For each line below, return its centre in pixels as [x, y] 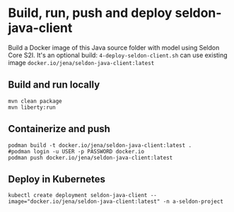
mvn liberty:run [32, 107]
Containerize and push [59, 129]
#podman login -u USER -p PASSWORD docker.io [76, 151]
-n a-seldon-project [193, 202]
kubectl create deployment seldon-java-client [78, 196]
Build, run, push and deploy [90, 13]
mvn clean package [35, 101]
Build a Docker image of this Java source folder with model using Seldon [114, 47]
